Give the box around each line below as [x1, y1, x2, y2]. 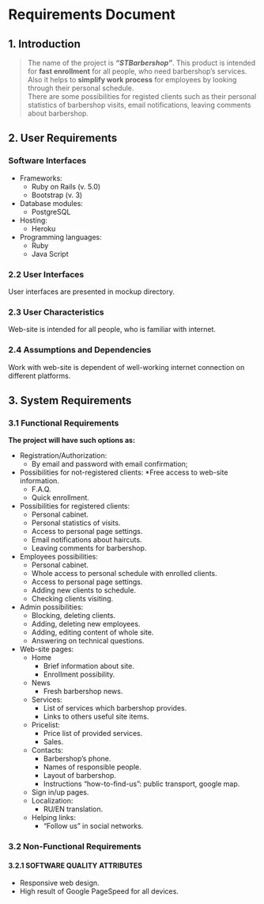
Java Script [31, 249, 69, 258]
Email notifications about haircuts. [31, 535, 142, 544]
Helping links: [31, 813, 77, 822]
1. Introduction [8, 37, 81, 51]
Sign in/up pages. [31, 788, 89, 797]
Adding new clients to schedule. [31, 586, 137, 595]
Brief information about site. [43, 662, 134, 671]
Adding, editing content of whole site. [31, 627, 154, 637]
